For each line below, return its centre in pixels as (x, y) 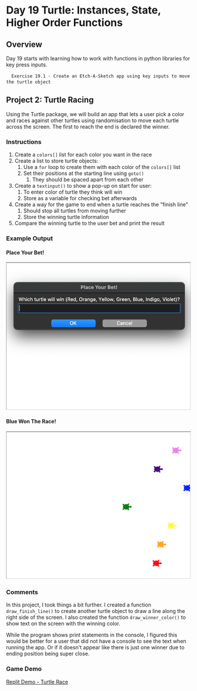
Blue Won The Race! (31, 422)
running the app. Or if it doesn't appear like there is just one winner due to (95, 648)
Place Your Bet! (25, 252)
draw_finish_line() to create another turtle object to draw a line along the (96, 611)
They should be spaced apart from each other (88, 180)
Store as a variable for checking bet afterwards (80, 198)
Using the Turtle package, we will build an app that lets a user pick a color (95, 114)
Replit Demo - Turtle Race (37, 682)
